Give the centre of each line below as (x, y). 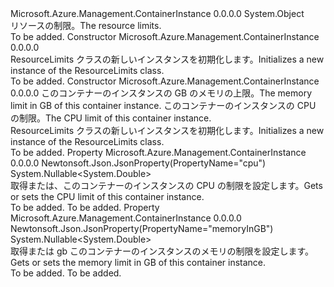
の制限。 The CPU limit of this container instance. (111, 118)
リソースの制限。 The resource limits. (86, 25)
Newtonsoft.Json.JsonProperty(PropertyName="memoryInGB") (142, 228)
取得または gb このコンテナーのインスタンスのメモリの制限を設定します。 (162, 251)
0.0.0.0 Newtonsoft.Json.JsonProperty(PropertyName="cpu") (138, 163)
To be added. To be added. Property (85, 207)
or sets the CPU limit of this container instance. (107, 196)
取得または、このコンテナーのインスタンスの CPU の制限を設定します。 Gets (166, 185)
